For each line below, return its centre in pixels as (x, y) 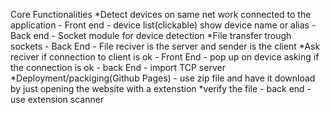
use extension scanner (57, 99)
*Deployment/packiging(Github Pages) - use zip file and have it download (163, 78)
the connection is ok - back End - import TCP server (118, 67)
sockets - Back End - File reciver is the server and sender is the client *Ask (165, 46)
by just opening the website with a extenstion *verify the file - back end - (161, 88)
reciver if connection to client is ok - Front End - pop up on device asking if (165, 57)
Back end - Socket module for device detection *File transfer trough (151, 35)
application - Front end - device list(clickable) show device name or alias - (163, 25)
